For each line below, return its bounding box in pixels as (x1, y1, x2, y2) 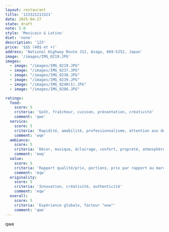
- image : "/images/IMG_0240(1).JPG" (10, 82, 87, 87)
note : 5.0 (5, 26, 26, 31)
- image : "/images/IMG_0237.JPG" (10, 68, 80, 73)
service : (10, 119, 28, 124)
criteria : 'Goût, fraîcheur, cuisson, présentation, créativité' (14, 110, 154, 115)
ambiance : (10, 137, 30, 143)
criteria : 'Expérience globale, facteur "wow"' (14, 202, 116, 208)
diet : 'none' (5, 36, 33, 41)
